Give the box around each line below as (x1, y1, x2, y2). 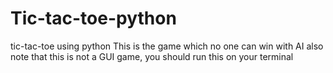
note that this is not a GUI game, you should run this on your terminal (10, 50, 294, 62)
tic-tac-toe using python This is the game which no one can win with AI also (10, 40, 324, 52)
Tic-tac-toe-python (10, 7, 177, 30)
